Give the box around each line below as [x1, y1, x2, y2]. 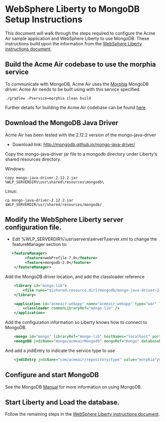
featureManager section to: [12, 242, 68, 247]
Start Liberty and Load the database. [5, 398, 120, 406]
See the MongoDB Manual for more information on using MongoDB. [5, 384, 142, 390]
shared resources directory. [5, 156, 61, 162]
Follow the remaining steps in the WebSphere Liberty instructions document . [5, 411, 160, 417]
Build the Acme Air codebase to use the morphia [5, 60, 156, 69]
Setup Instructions [5, 14, 82, 25]
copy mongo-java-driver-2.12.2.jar [5, 175, 78, 180]
